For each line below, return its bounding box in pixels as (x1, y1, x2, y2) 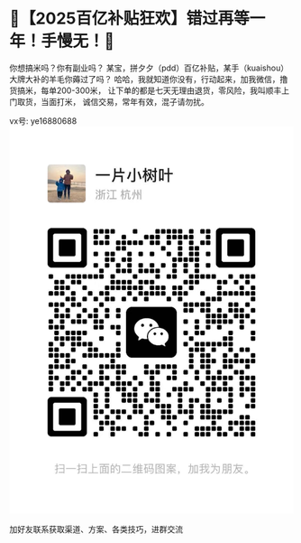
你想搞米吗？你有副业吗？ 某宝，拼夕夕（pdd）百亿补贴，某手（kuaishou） (9, 62, 289, 73)
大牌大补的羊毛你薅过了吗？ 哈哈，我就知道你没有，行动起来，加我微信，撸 (9, 73, 288, 84)
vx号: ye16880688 (9, 115, 78, 126)
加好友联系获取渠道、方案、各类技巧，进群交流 (9, 524, 183, 535)
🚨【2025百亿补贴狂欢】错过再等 (9, 8, 250, 29)
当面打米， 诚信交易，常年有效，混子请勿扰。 (40, 96, 209, 107)
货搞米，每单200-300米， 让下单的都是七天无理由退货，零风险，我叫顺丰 (9, 85, 282, 96)
